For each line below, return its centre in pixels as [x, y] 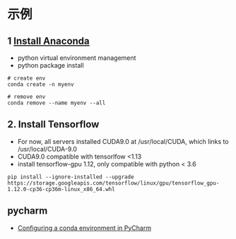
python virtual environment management [77, 58]
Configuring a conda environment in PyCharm [84, 228]
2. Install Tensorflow [53, 124]
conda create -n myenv [41, 85]
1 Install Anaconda [48, 41]
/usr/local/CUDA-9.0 [47, 149]
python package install [51, 65]
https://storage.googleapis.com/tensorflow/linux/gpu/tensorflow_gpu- [113, 183]
